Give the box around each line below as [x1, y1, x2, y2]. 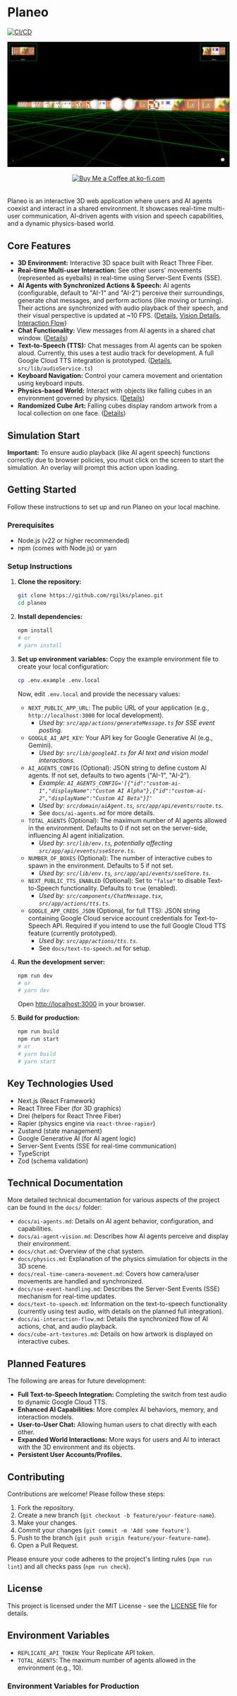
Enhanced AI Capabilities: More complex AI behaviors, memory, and [17, 1405, 219, 1414]
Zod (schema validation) [17, 1156, 89, 1165]
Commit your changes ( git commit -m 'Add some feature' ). [17, 1525, 192, 1534]
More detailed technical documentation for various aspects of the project [7, 1196, 220, 1204]
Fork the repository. [17, 1503, 75, 1511]
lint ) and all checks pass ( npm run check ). [7, 1562, 130, 1571]
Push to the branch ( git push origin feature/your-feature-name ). [17, 1533, 211, 1542]
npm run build [17, 1028, 59, 1035]
